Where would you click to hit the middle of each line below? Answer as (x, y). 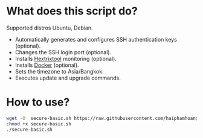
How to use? (38, 102)
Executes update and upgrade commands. (68, 78)
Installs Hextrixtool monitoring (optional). (66, 58)
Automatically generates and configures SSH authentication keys (96, 39)
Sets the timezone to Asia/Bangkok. (59, 71)
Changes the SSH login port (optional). (63, 52)
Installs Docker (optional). (47, 65)
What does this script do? (72, 11)
